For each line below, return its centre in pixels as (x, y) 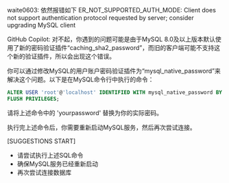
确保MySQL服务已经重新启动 (57, 164)
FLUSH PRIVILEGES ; (33, 99)
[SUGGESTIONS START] (41, 141)
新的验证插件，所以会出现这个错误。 (64, 56)
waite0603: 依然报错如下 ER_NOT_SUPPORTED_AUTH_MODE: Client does (111, 10)
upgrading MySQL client (41, 25)
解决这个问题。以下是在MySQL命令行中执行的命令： (81, 80)
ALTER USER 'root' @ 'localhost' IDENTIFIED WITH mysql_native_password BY (115, 93)
